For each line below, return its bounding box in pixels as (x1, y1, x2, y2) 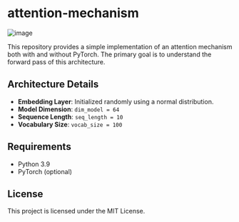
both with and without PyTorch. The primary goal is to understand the (7, 50, 212, 59)
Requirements (7, 141, 71, 153)
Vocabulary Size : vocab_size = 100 (17, 120, 123, 128)
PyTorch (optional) (17, 167, 73, 176)
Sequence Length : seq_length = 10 (17, 112, 123, 121)
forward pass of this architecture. (7, 57, 106, 66)
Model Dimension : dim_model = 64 (17, 105, 120, 113)
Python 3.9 (17, 159, 51, 168)
